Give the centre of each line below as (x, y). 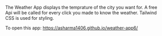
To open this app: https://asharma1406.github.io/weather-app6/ (72, 28)
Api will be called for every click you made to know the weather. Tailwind (81, 13)
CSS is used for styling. (30, 18)
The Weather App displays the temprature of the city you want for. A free (81, 7)
